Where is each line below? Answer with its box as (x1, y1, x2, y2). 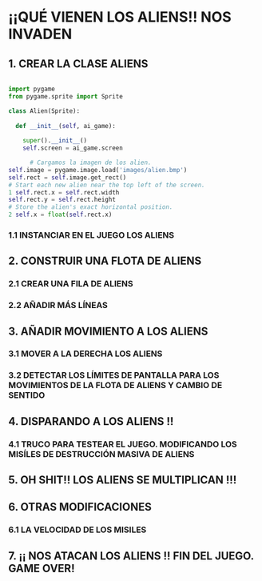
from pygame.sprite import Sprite (8, 92, 124, 100)
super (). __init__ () (22, 137, 88, 145)
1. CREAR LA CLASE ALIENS (8, 57, 149, 70)
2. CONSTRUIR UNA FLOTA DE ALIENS (8, 254, 202, 268)
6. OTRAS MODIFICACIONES (8, 500, 152, 514)
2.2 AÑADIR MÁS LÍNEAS (8, 300, 108, 311)
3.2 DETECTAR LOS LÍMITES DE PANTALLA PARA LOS (8, 370, 220, 381)
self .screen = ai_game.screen (22, 144, 124, 152)
